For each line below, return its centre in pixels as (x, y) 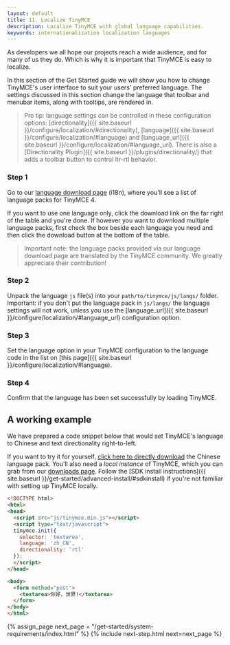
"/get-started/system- (123, 626)
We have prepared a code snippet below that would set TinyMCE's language (115, 436)
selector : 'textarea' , (52, 537)
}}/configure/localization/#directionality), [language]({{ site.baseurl (119, 130)
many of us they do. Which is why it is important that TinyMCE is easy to (110, 60)
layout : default (30, 13)
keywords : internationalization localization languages (89, 33)
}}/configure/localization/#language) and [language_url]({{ (107, 138)
